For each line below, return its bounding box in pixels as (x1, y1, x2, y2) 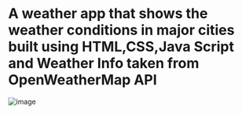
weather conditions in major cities (8, 21, 235, 39)
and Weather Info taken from (8, 55, 200, 73)
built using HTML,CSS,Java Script (8, 38, 234, 55)
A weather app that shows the (8, 5, 208, 23)
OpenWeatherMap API (8, 71, 157, 89)
